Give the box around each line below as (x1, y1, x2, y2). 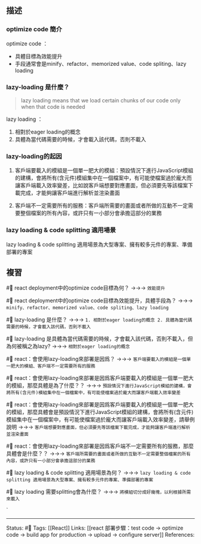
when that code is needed (20, 103, 86, 110)
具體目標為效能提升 (14, 53, 63, 60)
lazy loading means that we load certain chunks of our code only (20, 96, 181, 104)
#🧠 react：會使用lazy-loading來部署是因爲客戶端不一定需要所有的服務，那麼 (6, 442, 194, 450)
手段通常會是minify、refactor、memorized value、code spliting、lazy (14, 60, 187, 67)
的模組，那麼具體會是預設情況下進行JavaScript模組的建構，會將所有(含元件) (6, 409, 194, 416)
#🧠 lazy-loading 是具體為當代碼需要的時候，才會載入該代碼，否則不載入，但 (6, 335, 193, 342)
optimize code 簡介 (6, 25, 63, 34)
